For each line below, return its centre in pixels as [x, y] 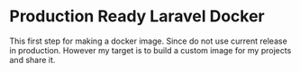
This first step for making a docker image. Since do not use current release [149, 41]
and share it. [32, 60]
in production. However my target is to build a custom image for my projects [150, 50]
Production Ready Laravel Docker [137, 16]
